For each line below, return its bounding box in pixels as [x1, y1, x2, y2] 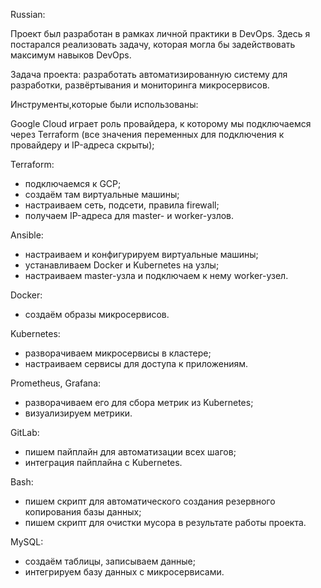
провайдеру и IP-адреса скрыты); [10, 139, 155, 151]
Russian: [10, 9, 46, 20]
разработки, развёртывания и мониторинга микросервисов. [10, 79, 270, 91]
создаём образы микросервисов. [24, 309, 170, 320]
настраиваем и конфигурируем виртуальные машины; [24, 249, 259, 260]
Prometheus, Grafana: [10, 377, 102, 389]
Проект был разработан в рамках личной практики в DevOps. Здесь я [10, 28, 311, 39]
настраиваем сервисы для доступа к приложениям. [24, 358, 249, 369]
